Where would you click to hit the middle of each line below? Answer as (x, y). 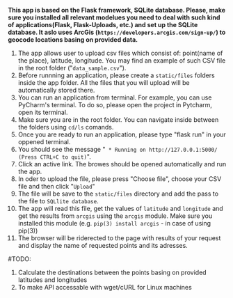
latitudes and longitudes (53, 280)
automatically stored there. (56, 90)
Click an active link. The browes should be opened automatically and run (122, 164)
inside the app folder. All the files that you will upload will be (104, 83)
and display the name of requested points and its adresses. (103, 245)
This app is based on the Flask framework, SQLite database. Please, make (116, 10)
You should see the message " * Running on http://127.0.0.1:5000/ (118, 149)
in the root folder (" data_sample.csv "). (72, 68)
